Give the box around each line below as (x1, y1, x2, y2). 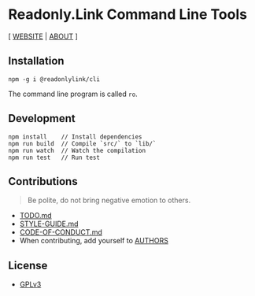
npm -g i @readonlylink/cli (8, 75, 101, 83)
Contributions (8, 175, 78, 188)
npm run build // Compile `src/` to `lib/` (8, 139, 157, 147)
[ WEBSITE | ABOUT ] (8, 31, 79, 41)
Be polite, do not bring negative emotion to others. (27, 195, 191, 205)
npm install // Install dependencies (8, 132, 143, 141)
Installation (8, 54, 65, 68)
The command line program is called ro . (8, 89, 138, 98)
